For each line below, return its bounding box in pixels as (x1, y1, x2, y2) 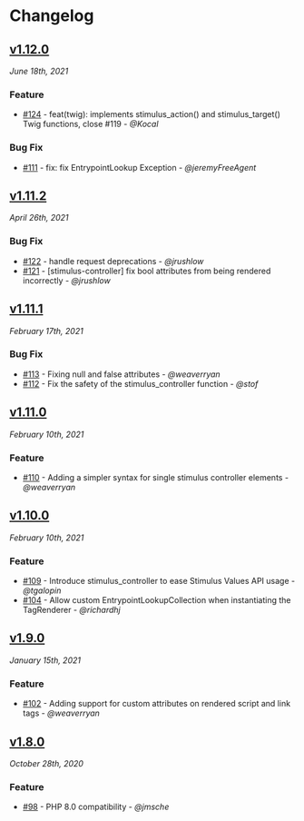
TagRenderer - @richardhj (22, 605, 121, 616)
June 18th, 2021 (9, 65, 69, 76)
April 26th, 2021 (9, 213, 70, 223)
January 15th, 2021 (9, 655, 82, 666)
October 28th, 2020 (9, 757, 84, 768)
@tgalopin (22, 585, 62, 596)
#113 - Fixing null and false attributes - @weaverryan (22, 369, 221, 380)
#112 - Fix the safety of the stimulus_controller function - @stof (22, 378, 259, 389)
